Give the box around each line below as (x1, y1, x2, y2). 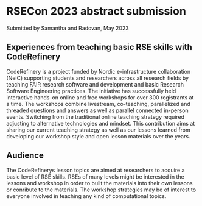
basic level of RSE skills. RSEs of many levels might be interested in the (6, 172, 184, 180)
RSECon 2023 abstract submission (6, 4, 187, 18)
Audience (6, 151, 44, 161)
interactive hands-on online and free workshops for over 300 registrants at (6, 93, 194, 101)
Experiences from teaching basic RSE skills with (6, 42, 193, 52)
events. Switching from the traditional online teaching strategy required (6, 113, 184, 120)
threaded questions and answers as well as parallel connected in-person (6, 107, 189, 114)
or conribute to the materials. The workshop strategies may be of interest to (6, 186, 197, 193)
